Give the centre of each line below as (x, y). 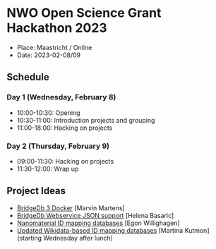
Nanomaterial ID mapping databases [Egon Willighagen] (98, 223)
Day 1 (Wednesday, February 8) (61, 97)
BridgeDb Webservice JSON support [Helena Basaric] (95, 215)
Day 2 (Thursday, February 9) (58, 146)
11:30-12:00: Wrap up (48, 169)
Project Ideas (36, 191)
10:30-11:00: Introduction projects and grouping (86, 120)
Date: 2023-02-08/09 (49, 55)
